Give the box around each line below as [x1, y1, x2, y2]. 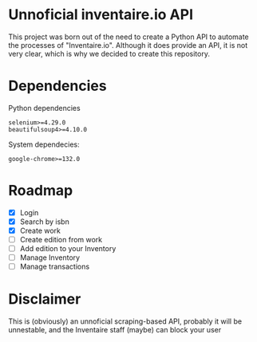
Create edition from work [19, 235, 103, 244]
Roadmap [8, 182, 73, 200]
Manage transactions [19, 261, 90, 272]
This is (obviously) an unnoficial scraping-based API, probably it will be [8, 316, 242, 326]
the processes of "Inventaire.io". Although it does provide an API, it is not [8, 40, 248, 49]
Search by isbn [19, 217, 69, 226]
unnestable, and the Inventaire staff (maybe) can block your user [8, 325, 222, 335]
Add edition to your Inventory [19, 244, 117, 254]
